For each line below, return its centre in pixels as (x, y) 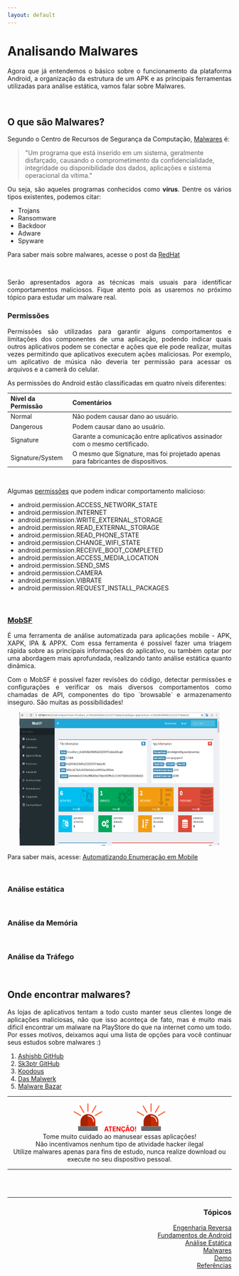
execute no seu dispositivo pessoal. (119, 1159)
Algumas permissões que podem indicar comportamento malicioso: (107, 491)
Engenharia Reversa (202, 1228)
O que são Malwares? (56, 122)
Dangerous (27, 426)
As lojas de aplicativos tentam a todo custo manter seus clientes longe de (119, 1012)
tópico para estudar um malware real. (62, 297)
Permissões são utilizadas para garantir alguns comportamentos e (119, 331)
